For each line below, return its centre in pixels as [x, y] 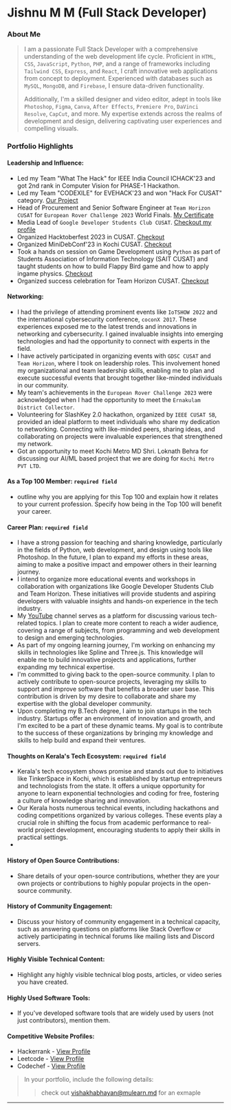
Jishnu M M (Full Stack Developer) [107, 13]
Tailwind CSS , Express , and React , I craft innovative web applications [121, 71]
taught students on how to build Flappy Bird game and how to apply [113, 266]
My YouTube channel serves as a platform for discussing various [109, 616]
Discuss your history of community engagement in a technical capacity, [119, 921]
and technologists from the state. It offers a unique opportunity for [111, 786]
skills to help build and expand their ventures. [81, 740]
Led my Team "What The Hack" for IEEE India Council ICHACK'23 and [116, 178]
